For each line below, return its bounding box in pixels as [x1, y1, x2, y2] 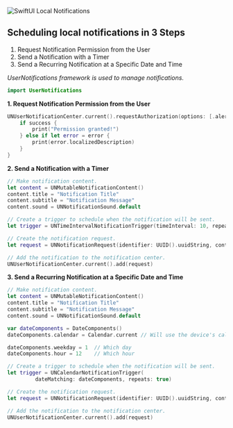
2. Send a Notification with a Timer [7, 164, 110, 172]
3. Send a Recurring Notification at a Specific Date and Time [7, 273, 184, 281]
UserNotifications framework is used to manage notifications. [7, 73, 184, 82]
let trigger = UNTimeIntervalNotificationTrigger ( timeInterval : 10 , [7, 222, 209, 230]
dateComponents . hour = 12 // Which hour [7, 350, 135, 357]
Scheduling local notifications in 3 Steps [7, 27, 186, 39]
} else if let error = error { [19, 132, 110, 140]
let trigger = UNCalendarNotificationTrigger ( [7, 370, 144, 377]
